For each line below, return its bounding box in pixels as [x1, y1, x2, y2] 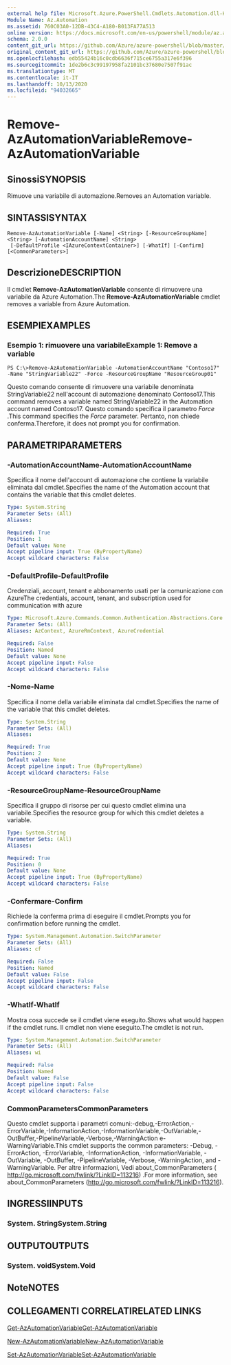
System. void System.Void [7, 1260, 96, 1270]
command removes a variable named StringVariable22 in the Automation [7, 397, 213, 406]
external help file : [7, 10, 67, 17]
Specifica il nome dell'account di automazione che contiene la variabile [7, 476, 208, 484]
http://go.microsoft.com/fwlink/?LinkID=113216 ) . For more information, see [7, 1170, 218, 1179]
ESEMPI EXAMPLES [7, 320, 91, 332]
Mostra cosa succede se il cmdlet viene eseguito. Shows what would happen [7, 1015, 224, 1024]
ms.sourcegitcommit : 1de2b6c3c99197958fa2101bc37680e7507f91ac [7, 61, 192, 68]
